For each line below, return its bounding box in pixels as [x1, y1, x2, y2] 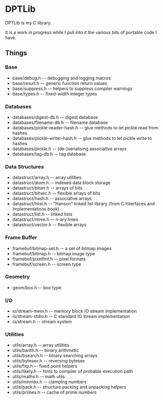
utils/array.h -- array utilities [12, 342, 70, 348]
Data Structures [5, 163, 44, 170]
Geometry [5, 273, 30, 280]
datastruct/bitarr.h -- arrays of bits [12, 185, 83, 191]
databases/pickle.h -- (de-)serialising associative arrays [12, 146, 127, 152]
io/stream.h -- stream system [12, 319, 73, 324]
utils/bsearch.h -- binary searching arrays [12, 353, 98, 359]
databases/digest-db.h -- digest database [12, 114, 98, 120]
